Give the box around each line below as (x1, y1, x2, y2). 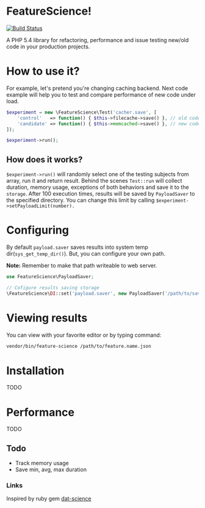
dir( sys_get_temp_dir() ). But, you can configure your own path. (6, 250, 166, 257)
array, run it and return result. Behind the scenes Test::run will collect (6, 177, 182, 185)
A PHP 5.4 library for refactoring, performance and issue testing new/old (6, 36, 189, 43)
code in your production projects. (6, 43, 90, 50)
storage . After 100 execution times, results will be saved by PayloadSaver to (6, 190, 195, 197)
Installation (6, 364, 65, 377)
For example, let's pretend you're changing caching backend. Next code (6, 84, 188, 92)
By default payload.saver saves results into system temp (6, 243, 148, 251)
